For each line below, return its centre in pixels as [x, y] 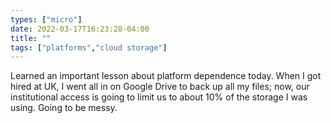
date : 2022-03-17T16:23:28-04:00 [80, 29]
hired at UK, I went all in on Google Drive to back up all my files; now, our [160, 87]
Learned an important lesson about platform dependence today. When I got [166, 76]
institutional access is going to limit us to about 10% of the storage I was [159, 97]
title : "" [31, 38]
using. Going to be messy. [64, 108]
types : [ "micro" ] [46, 19]
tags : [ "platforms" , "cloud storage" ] [89, 47]
